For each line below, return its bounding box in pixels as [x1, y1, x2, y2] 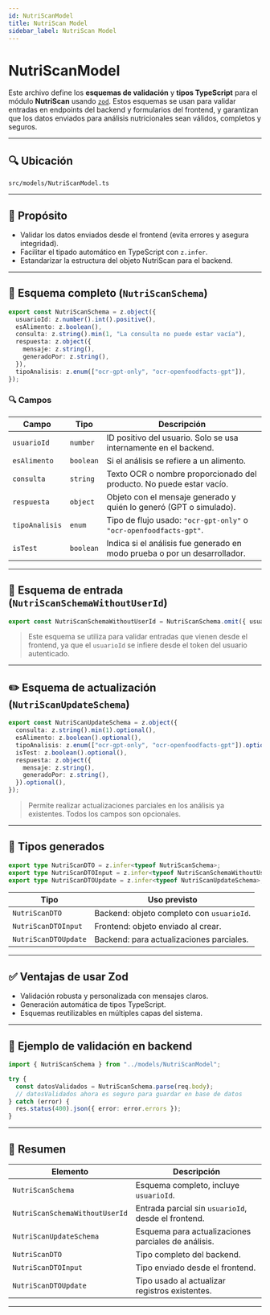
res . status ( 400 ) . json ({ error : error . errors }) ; [15, 1105, 182, 1113]
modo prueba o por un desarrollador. [106, 548, 247, 559]
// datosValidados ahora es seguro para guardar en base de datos [15, 1090, 243, 1098]
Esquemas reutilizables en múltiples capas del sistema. [19, 1009, 203, 1018]
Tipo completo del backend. [135, 1249, 241, 1260]
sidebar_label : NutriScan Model [8, 27, 117, 35]
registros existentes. [135, 1285, 212, 1297]
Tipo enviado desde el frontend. [135, 1262, 256, 1273]
